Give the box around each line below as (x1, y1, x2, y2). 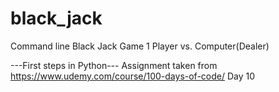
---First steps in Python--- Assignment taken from (10, 59, 218, 71)
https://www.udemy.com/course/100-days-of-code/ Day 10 (10, 70, 256, 82)
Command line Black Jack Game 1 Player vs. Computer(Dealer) (10, 40, 270, 52)
